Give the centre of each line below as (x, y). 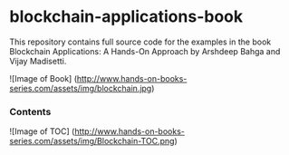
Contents (30, 111)
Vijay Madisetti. (38, 61)
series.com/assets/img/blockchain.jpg (81, 88)
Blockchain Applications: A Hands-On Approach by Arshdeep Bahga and (145, 51)
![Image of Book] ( (43, 78)
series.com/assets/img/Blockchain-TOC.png (92, 141)
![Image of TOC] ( (42, 131)
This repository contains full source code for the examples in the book (140, 42)
